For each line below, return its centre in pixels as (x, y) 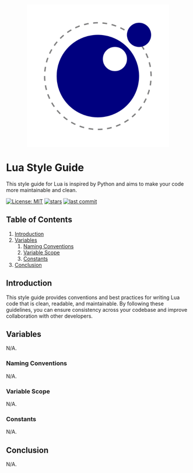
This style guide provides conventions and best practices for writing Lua (93, 297)
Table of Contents (39, 220)
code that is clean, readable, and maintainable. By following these (85, 303)
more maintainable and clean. (42, 190)
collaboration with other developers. (50, 316)
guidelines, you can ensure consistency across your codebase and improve (97, 309)
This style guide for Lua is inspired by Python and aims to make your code (95, 184)
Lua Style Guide (45, 168)
